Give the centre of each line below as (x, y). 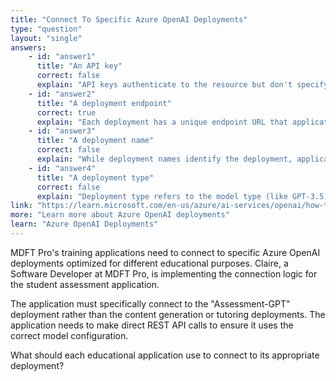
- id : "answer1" (62, 57)
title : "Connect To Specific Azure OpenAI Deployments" (129, 19)
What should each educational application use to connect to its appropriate (165, 355)
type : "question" (46, 29)
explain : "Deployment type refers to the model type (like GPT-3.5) (182, 196)
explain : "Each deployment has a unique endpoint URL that (162, 122)
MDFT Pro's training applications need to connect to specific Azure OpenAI (165, 252)
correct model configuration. (69, 335)
